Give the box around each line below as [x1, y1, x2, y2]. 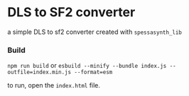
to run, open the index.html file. [7, 81, 101, 90]
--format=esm [74, 68, 113, 76]
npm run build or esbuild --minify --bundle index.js [7, 61, 167, 70]
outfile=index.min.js [7, 68, 72, 76]
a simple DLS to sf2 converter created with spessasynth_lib [7, 28, 183, 36]
